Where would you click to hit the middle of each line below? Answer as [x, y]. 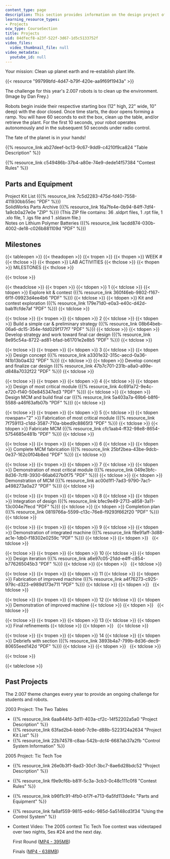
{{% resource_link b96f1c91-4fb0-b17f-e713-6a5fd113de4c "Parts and [86, 796]
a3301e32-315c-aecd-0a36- [117, 355]
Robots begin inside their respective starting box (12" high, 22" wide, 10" [81, 106]
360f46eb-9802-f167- [136, 292]
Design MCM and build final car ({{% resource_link [58, 397]
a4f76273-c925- [141, 579]
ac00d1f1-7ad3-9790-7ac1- [123, 480]
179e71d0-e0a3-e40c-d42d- [117, 303]
